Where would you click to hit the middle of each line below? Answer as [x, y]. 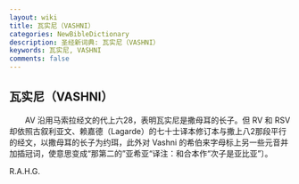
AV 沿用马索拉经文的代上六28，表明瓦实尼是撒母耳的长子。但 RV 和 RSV [158, 120]
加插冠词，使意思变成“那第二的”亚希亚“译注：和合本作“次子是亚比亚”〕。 [141, 153]
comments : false [39, 59]
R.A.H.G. [25, 171]
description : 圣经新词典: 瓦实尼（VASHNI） [85, 42]
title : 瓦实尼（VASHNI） [52, 26]
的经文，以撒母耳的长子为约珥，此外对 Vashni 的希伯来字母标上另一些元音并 [149, 142]
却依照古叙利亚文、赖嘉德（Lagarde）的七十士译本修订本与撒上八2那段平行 [148, 131]
